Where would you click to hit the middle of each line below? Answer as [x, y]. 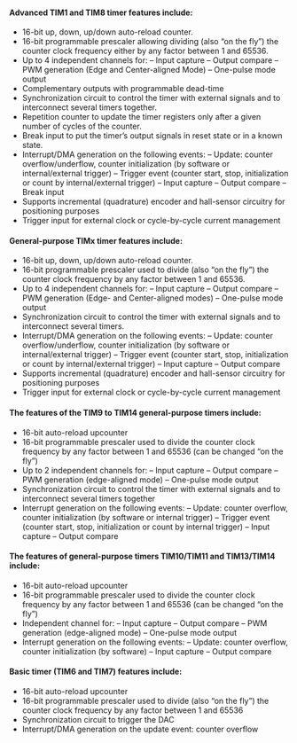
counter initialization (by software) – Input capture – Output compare [147, 651]
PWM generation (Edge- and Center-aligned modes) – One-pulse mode [152, 298]
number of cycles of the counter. [82, 126]
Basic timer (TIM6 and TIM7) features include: [96, 672]
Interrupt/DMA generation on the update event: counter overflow [140, 729]
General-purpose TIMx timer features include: [96, 240]
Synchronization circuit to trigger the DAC [98, 720]
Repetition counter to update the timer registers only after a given [141, 117]
